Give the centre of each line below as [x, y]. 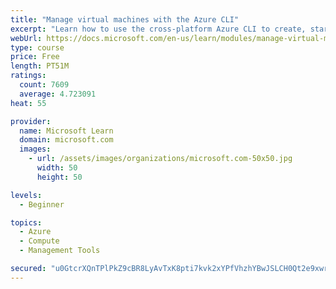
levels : [26, 195]
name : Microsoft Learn [66, 131]
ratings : [28, 76]
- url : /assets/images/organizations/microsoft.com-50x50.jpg [160, 159]
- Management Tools [60, 251]
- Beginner [42, 204]
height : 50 [59, 177]
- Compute [39, 241]
